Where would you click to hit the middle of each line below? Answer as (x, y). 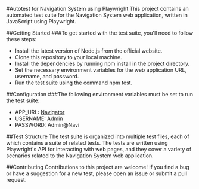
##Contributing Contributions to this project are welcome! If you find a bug (98, 167)
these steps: (21, 39)
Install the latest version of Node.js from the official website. (88, 51)
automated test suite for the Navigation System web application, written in (97, 15)
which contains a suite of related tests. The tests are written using (87, 143)
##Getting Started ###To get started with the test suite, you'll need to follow (100, 33)
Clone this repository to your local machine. (68, 57)
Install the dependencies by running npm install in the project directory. (102, 63)
